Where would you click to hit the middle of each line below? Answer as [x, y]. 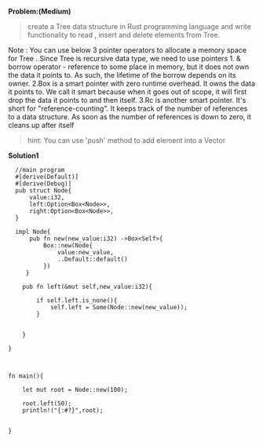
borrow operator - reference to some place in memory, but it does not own [129, 67]
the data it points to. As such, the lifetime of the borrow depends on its [122, 75]
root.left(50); [47, 404]
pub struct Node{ [44, 191]
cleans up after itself [41, 125]
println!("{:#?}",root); [63, 411]
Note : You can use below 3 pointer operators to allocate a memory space [128, 50]
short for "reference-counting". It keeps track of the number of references [128, 108]
